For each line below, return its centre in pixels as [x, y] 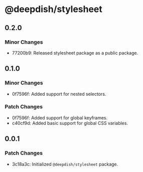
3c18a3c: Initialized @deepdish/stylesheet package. [65, 164]
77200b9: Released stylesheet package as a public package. [75, 53]
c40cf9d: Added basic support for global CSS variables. [70, 123]
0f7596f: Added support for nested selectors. [59, 94]
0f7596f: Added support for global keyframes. [60, 118]
